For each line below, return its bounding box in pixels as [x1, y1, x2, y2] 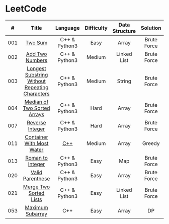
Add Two [26, 50, 47, 57]
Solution [140, 24, 161, 31]
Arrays [28, 111, 44, 118]
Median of [24, 98, 49, 105]
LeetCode [5, 3, 47, 15]
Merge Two [23, 183, 50, 190]
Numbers [25, 56, 48, 63]
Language [55, 24, 80, 31]
